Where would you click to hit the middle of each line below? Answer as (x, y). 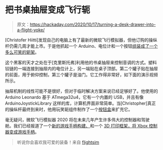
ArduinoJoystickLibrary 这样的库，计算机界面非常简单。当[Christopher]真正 (81, 103)
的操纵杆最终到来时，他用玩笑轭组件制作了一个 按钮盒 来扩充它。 (69, 109)
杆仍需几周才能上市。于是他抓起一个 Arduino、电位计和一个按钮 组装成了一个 (81, 46)
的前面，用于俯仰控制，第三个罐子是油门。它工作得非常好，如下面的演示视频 (81, 75)
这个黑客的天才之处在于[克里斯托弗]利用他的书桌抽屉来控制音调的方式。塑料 (81, 62)
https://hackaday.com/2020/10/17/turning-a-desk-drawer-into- (93, 24)
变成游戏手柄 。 (24, 131)
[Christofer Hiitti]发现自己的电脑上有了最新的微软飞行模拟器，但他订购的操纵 (81, 40)
